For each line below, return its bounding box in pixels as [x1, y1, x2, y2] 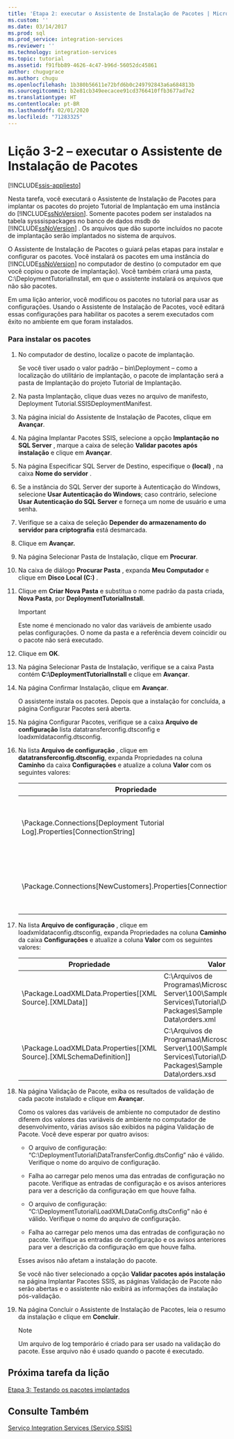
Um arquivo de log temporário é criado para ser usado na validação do [17, 1339, 221, 1347]
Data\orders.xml [163, 1014, 216, 1024]
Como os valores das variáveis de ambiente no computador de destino [17, 1108, 221, 1116]
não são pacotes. [8, 282, 58, 290]
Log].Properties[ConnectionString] [21, 827, 135, 836]
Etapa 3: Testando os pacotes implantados [8, 1386, 131, 1394]
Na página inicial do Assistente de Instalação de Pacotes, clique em [17, 412, 212, 421]
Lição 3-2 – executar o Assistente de [8, 143, 223, 159]
